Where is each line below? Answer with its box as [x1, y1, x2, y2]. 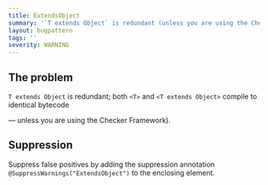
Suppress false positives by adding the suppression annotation [8, 160, 215, 169]
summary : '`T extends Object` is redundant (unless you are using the [8, 19, 248, 27]
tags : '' [8, 33, 37, 42]
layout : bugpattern [8, 26, 73, 34]
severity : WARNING [8, 41, 69, 49]
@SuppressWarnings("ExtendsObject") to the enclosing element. [8, 168, 215, 177]
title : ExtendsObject [8, 11, 81, 20]
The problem [8, 71, 73, 84]
